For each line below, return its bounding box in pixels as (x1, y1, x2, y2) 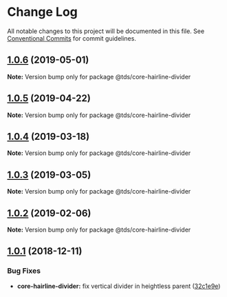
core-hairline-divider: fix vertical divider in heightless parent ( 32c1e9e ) (17, 282, 221, 290)
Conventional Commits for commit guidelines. (7, 34, 136, 42)
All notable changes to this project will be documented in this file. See (7, 27, 205, 35)
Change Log (7, 4, 78, 20)
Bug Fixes (7, 266, 41, 276)
